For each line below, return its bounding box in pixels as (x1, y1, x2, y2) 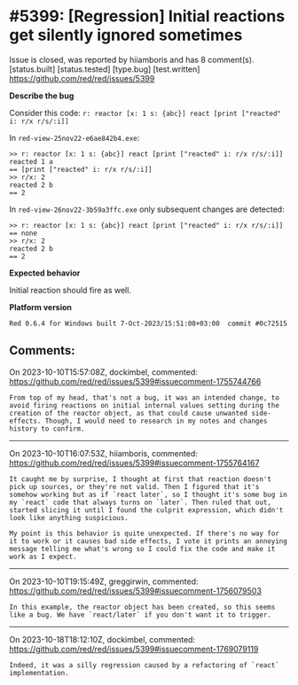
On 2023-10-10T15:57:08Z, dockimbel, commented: (9, 366, 198, 378)
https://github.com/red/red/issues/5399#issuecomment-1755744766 (9, 376, 262, 386)
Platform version (9, 301, 73, 312)
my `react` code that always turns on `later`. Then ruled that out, (9, 498, 272, 507)
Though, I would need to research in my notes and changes (44, 416, 268, 425)
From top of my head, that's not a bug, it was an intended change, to (9, 393, 279, 402)
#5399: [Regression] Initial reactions (9, 6, 286, 27)
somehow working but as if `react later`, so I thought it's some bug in (9, 490, 288, 499)
